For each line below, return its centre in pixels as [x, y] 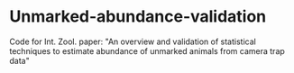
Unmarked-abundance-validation [138, 17]
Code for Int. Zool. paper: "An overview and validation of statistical [133, 41]
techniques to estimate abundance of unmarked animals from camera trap [147, 50]
